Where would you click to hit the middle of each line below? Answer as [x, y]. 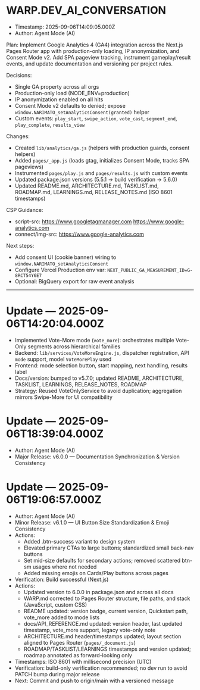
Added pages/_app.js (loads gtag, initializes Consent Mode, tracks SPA [102, 160]
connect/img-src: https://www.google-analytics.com [79, 234]
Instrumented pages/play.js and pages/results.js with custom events [101, 173]
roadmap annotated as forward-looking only [78, 655]
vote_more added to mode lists [62, 617]
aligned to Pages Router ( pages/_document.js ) [79, 642]
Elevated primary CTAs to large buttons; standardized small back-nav [109, 548]
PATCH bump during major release [57, 674]
